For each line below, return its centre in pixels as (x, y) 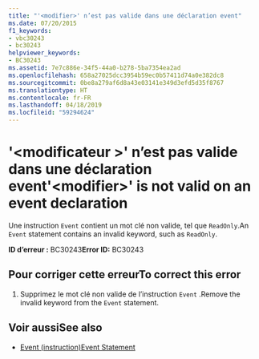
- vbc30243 (26, 38)
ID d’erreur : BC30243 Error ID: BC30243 (76, 249)
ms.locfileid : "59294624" (51, 113)
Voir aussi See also (55, 328)
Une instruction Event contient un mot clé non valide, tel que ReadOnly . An (129, 225)
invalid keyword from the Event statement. (89, 302)
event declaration (68, 203)
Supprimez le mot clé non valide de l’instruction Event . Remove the (130, 294)
